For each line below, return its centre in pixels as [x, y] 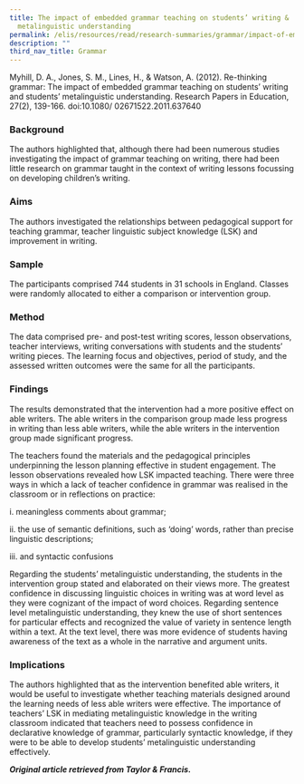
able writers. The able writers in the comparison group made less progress [148, 419]
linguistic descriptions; [52, 538]
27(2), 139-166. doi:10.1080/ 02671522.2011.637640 [105, 106]
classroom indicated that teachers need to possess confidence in [131, 722]
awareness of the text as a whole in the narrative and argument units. [138, 641]
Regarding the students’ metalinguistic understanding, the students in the [146, 574]
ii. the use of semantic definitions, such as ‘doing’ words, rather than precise [152, 529]
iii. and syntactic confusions [62, 556]
